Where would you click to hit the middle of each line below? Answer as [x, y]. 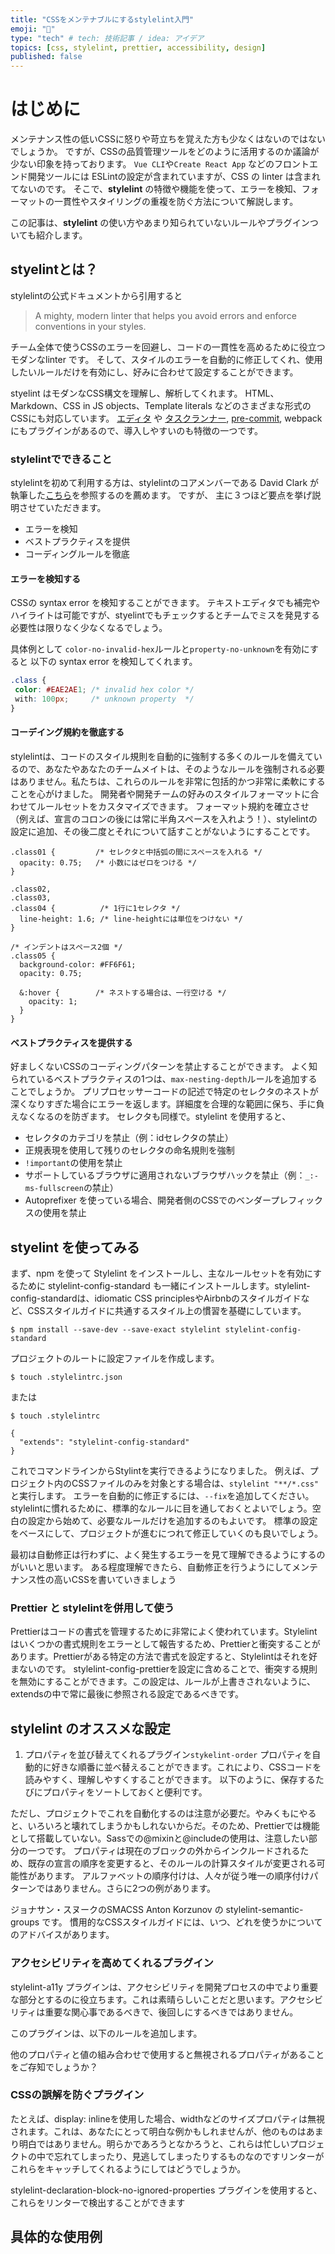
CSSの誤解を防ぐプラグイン [77, 2095]
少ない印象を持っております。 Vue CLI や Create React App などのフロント [160, 164]
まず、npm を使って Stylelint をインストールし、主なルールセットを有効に [162, 1273]
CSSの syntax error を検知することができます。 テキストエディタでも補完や [165, 603]
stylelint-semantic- [264, 1910]
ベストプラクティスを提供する [71, 1042]
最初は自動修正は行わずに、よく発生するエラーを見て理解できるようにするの [168, 1555]
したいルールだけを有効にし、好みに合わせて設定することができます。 [154, 372]
